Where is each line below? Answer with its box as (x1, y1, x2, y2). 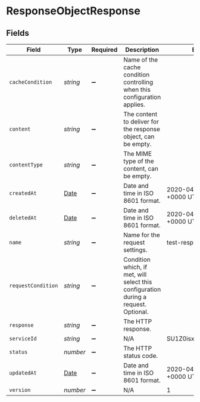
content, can (123, 165, 159, 172)
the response (123, 125, 161, 133)
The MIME (123, 150, 152, 157)
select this (123, 278, 152, 286)
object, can (123, 132, 155, 141)
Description (124, 46, 160, 54)
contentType (9, 162, 43, 168)
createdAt (9, 190, 37, 196)
